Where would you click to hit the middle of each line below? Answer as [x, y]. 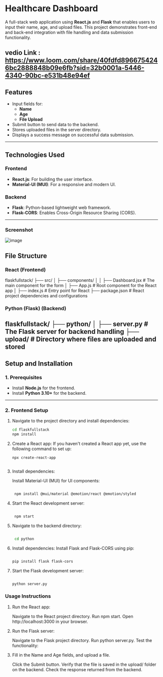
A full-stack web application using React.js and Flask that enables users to [80, 22]
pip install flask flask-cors [43, 561]
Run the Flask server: [33, 631]
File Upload [31, 119]
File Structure [26, 256]
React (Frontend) [25, 270]
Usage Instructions [28, 596]
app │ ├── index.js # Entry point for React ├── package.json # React [75, 291]
